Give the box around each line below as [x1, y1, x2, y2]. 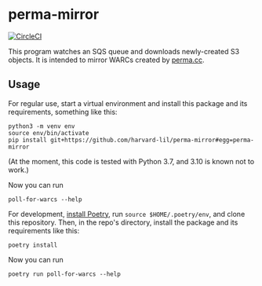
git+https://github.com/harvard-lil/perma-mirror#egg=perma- [49, 136, 255, 144]
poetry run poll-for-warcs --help [8, 269, 122, 278]
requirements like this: [8, 225, 80, 235]
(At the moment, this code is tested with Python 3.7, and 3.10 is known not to [8, 156, 255, 166]
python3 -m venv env [8, 122, 76, 130]
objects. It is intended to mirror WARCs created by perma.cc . [8, 55, 205, 64]
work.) [8, 165, 29, 174]
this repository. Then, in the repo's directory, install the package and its [8, 218, 238, 227]
